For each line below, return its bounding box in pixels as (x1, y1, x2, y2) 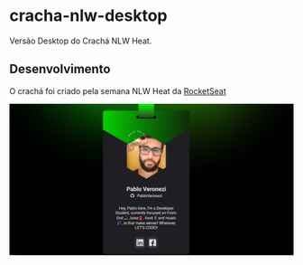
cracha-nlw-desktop (9, 5, 168, 26)
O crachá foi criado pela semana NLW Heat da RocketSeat (9, 85, 227, 96)
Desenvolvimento (9, 62, 111, 77)
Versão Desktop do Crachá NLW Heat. (9, 35, 152, 46)
